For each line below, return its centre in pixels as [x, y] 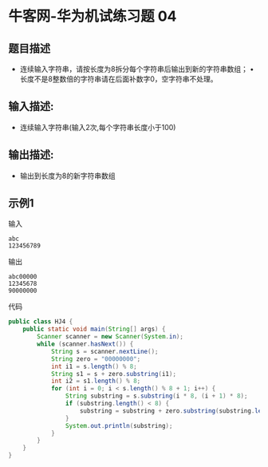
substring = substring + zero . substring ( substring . [167, 411]
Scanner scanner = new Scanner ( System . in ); [110, 337]
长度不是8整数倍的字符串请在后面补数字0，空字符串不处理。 [118, 79]
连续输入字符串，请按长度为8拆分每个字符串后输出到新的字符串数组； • [137, 69]
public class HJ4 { [41, 322]
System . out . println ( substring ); [119, 425]
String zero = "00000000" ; [96, 359]
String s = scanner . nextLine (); [104, 351]
